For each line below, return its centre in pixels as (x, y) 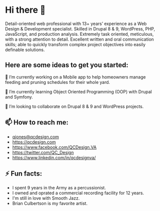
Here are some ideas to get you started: (67, 65)
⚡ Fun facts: (24, 173)
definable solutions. (25, 50)
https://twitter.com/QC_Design (43, 152)
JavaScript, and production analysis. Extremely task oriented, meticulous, (79, 34)
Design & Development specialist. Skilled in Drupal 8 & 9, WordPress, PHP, (80, 28)
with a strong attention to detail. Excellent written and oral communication (80, 39)
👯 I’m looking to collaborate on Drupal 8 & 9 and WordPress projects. (74, 106)
